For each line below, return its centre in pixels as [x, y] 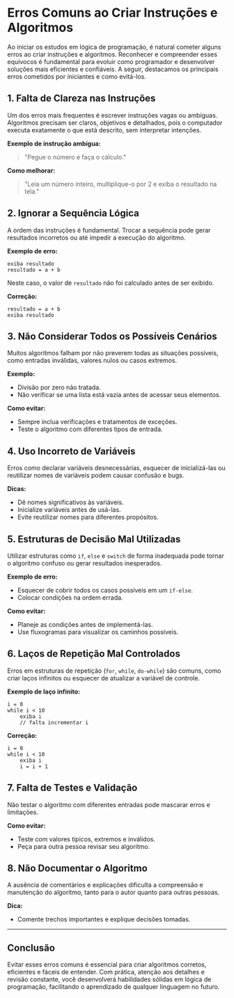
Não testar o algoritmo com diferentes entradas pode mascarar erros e [109, 804]
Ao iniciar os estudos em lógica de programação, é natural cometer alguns [114, 47]
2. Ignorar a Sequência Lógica [73, 213]
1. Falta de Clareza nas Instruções [81, 99]
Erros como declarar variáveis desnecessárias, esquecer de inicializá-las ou [116, 468]
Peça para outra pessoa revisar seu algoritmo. [84, 846]
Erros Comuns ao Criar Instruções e [112, 13]
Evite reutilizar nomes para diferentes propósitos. [88, 517]
